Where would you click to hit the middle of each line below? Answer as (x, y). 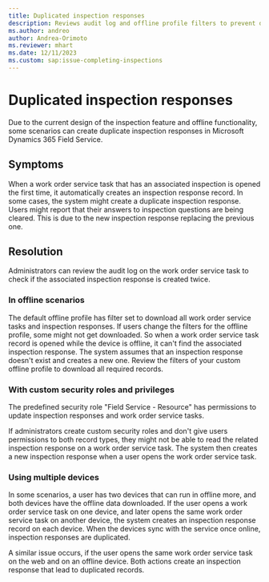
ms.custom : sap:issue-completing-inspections (85, 61)
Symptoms (36, 165)
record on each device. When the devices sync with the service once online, (134, 529)
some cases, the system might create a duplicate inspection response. (125, 200)
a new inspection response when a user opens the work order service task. (132, 457)
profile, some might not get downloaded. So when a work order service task (134, 334)
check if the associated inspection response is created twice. (109, 279)
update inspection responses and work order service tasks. (106, 416)
